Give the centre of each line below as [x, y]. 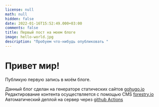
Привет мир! [32, 66]
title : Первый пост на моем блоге [40, 32]
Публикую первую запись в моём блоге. [48, 80]
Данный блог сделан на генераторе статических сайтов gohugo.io [75, 89]
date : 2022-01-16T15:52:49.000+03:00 [44, 23]
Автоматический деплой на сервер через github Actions [64, 99]
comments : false [22, 28]
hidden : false [20, 19]
